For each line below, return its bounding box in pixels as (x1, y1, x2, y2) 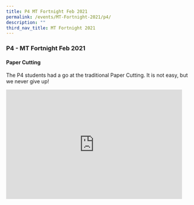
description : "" (6, 19, 46, 25)
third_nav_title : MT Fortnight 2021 (6, 25, 96, 31)
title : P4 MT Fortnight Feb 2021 (6, 8, 88, 15)
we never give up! (6, 78, 49, 85)
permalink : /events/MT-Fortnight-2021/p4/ (6, 14, 111, 20)
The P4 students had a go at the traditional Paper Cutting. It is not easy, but (6, 71, 188, 79)
